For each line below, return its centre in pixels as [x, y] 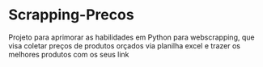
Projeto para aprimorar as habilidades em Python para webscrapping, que [131, 37]
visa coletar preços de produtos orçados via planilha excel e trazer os [125, 45]
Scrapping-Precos [72, 15]
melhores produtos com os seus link [69, 54]
